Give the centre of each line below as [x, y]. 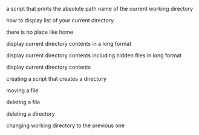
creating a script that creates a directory [57, 79]
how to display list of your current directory [60, 20]
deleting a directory [31, 114]
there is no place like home [40, 32]
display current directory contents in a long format [69, 44]
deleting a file [23, 102]
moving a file [22, 90]
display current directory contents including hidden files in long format [94, 55]
